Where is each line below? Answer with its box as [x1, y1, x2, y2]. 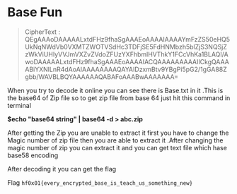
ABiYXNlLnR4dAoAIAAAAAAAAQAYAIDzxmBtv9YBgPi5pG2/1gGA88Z [24, 65, 228, 73]
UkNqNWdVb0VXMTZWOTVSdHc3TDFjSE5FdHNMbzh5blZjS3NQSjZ [24, 42, 228, 51]
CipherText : [24, 28, 61, 36]
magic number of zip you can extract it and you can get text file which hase [7, 143, 228, 152]
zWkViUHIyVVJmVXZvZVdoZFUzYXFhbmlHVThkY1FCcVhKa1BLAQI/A [24, 50, 229, 59]
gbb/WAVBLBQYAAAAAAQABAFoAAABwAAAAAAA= [24, 72, 179, 81]
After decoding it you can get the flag [7, 164, 117, 173]
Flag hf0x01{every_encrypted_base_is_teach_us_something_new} [7, 178, 193, 187]
